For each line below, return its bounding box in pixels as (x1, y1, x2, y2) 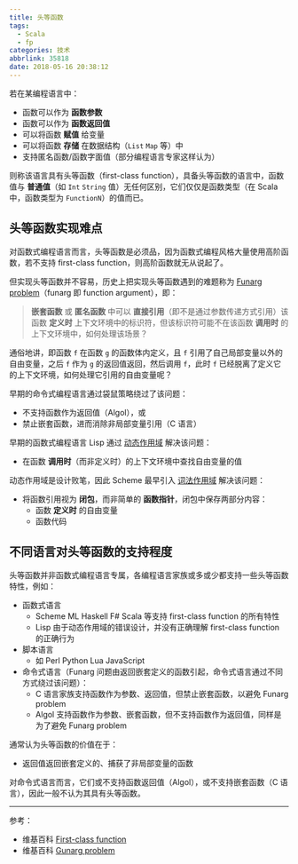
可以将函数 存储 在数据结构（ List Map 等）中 (21, 139, 184, 151)
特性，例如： (9, 581, 56, 591)
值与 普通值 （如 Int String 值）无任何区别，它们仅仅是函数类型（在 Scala (9, 181, 278, 192)
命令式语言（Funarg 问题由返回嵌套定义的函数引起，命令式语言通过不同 (21, 666, 284, 677)
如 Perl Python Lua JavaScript (35, 654, 145, 666)
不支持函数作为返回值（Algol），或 (21, 407, 146, 417)
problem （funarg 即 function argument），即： (9, 287, 178, 297)
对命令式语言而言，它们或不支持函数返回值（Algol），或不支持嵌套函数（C (9, 776, 278, 787)
